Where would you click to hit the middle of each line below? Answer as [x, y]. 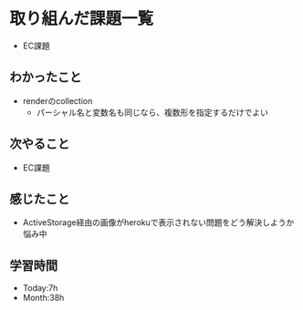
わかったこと [46, 77]
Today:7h [40, 288]
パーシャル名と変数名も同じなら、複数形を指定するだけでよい [152, 112]
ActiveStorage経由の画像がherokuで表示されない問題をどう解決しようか [158, 222]
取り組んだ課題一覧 [82, 19]
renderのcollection [57, 100]
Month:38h [43, 298]
